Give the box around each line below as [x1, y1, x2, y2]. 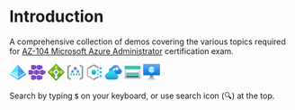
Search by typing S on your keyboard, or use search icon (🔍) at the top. [9, 90, 275, 101]
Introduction [9, 6, 104, 27]
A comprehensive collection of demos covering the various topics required [9, 36, 286, 47]
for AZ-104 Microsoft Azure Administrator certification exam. [9, 45, 234, 56]
